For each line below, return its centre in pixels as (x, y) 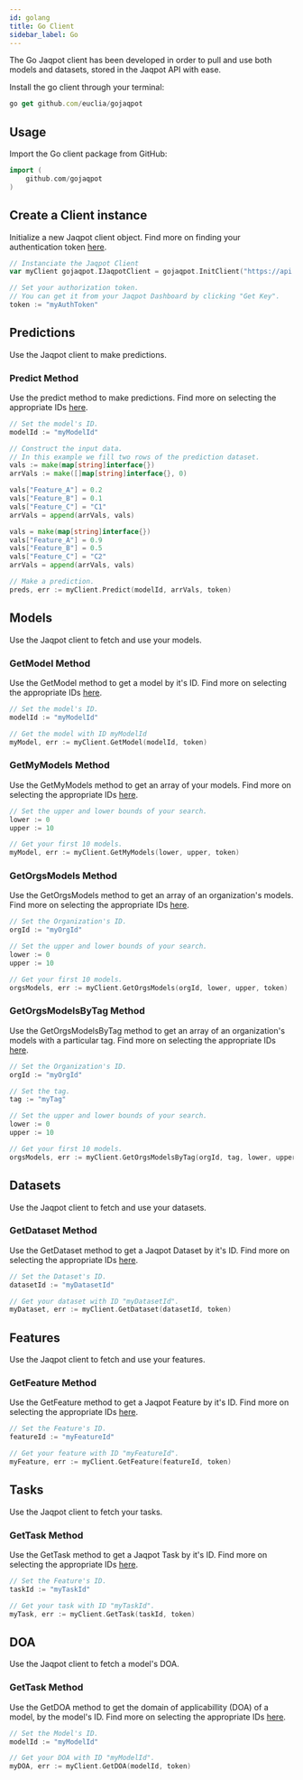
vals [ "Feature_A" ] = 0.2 (56, 490)
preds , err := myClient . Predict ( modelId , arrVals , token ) (120, 590)
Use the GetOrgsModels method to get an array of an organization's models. (151, 895)
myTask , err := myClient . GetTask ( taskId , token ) (102, 1614)
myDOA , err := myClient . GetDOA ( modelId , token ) (101, 1766)
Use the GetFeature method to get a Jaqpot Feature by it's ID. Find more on (149, 1402)
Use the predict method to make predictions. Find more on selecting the (143, 398)
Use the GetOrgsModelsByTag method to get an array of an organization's (147, 1030)
